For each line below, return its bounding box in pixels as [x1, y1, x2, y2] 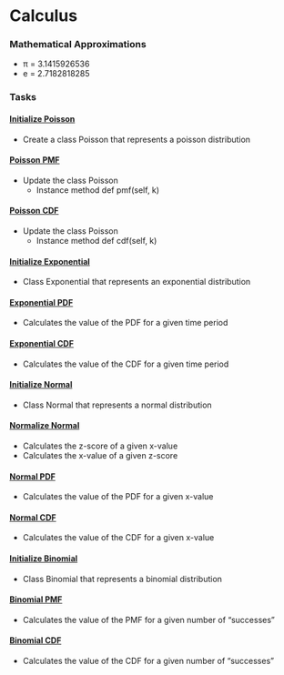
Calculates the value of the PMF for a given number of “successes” [22, 614, 275, 625]
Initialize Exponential [9, 256, 91, 267]
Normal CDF [9, 511, 56, 523]
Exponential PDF [9, 297, 74, 307]
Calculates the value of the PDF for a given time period [22, 317, 228, 328]
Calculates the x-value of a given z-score [22, 450, 178, 461]
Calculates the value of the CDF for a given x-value [22, 532, 215, 543]
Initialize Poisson [9, 114, 76, 124]
